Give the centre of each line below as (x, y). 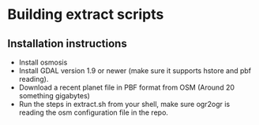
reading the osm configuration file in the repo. (94, 112)
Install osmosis (43, 62)
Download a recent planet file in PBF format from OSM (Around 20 (126, 87)
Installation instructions (67, 44)
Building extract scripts (86, 15)
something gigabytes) (54, 96)
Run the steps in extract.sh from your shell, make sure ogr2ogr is (124, 104)
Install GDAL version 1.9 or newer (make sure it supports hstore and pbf (135, 71)
